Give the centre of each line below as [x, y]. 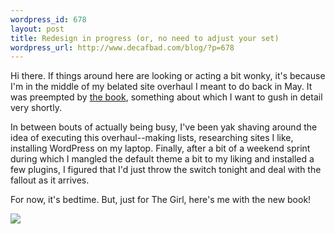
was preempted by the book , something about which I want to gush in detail [166, 97]
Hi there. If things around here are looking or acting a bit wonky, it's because [168, 76]
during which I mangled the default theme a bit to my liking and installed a [162, 159]
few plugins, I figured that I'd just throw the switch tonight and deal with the [166, 170]
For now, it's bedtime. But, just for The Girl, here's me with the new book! [161, 200]
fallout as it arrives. [50, 180]
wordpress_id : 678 [48, 19]
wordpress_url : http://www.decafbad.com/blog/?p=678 [122, 47]
